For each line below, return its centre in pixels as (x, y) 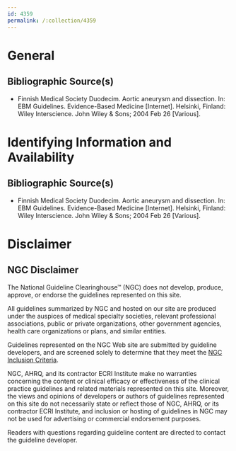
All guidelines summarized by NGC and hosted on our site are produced (112, 308)
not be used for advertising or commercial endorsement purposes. (104, 418)
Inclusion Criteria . (33, 360)
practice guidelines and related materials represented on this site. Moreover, (118, 388)
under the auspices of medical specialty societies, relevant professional (112, 316)
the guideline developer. (42, 440)
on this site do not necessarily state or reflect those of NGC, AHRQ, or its (113, 404)
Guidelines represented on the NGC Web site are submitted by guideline (112, 345)
